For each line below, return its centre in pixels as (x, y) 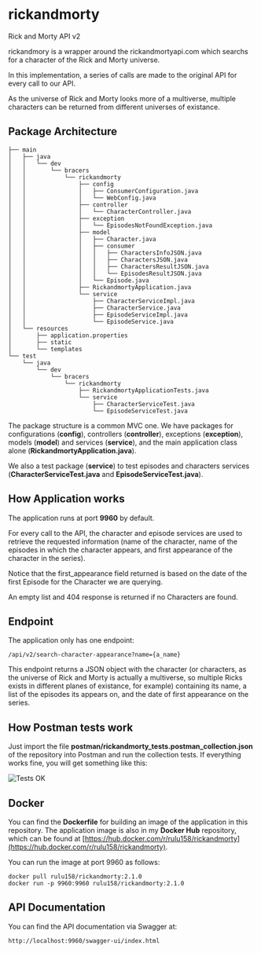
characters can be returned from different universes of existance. (114, 107)
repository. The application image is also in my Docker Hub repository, (123, 830)
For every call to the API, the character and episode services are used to (125, 533)
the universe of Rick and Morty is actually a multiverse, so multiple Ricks (125, 678)
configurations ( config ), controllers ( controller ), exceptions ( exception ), (126, 434)
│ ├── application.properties (68, 335)
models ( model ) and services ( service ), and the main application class (123, 442)
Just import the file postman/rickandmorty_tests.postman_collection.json (130, 746)
